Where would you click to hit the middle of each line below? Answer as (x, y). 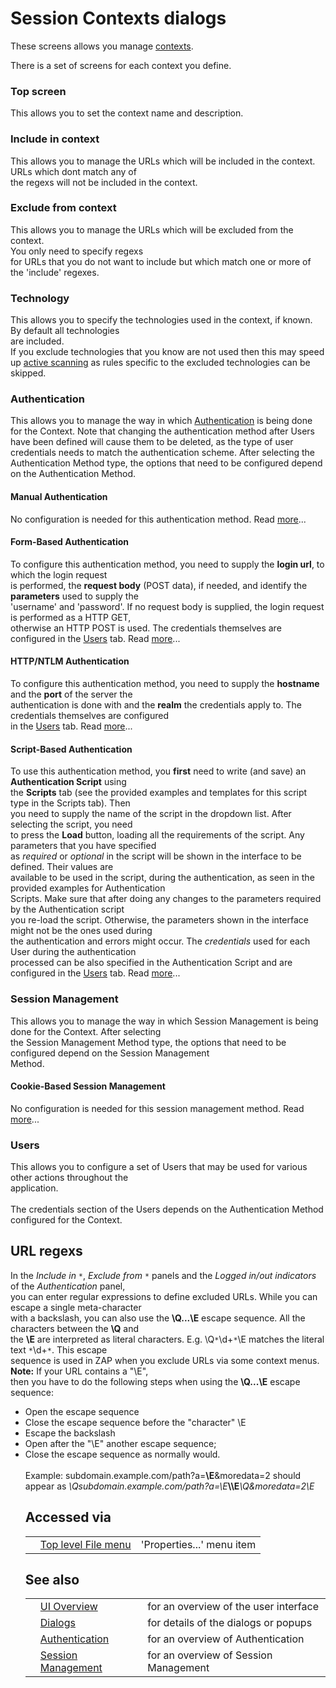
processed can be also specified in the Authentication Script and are (151, 963)
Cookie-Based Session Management (88, 1086)
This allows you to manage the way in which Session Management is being (164, 1021)
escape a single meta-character (76, 1307)
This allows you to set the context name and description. (127, 113)
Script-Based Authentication (71, 749)
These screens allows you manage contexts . (102, 46)
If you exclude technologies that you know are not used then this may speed (167, 352)
